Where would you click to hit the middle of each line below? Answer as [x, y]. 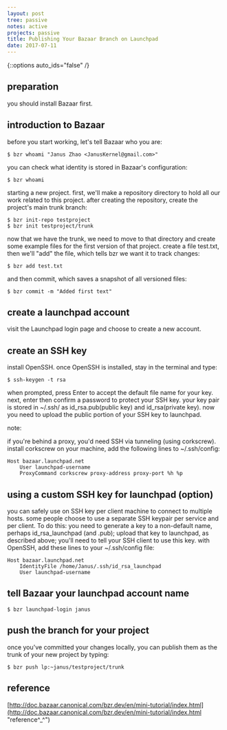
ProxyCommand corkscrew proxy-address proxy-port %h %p [101, 474]
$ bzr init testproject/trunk [51, 226]
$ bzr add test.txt [35, 266]
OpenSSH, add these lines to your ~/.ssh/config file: [81, 548]
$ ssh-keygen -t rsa [37, 380]
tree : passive [28, 20]
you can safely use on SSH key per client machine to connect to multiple [110, 511]
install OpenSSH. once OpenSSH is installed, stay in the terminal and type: [112, 367]
